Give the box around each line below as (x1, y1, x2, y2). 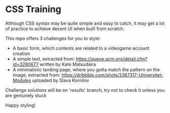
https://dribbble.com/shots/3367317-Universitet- (61, 72, 163, 78)
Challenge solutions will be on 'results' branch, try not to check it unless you (5, 87, 165, 93)
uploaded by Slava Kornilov (32, 77, 89, 83)
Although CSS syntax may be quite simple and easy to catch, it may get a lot (5, 20, 165, 26)
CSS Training (5, 4, 62, 15)
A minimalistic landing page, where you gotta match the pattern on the (12, 67, 160, 73)
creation (12, 50, 30, 56)
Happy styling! (5, 102, 36, 108)
